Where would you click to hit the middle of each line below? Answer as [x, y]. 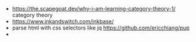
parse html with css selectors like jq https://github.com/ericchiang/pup [101, 28]
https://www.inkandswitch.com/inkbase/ [63, 21]
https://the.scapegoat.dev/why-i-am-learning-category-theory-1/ [94, 9]
